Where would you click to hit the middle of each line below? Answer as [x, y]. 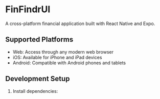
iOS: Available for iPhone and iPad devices [57, 57]
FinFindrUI [28, 9]
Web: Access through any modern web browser [63, 52]
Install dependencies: [35, 91]
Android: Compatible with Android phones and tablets [69, 63]
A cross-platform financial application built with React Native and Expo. [80, 23]
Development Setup [38, 79]
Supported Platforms [39, 40]
